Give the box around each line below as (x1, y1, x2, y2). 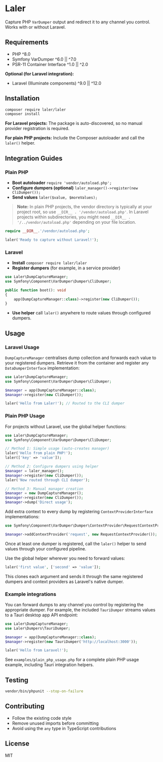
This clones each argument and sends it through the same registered (5, 573, 143, 579)
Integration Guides (5, 154, 63, 163)
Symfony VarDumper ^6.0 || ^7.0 (12, 56, 77, 62)
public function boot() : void (5, 287, 66, 293)
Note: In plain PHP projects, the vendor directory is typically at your (16, 204, 152, 209)
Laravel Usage (5, 344, 40, 350)
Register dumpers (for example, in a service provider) (12, 265, 121, 271)
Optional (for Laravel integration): (5, 71, 74, 77)
